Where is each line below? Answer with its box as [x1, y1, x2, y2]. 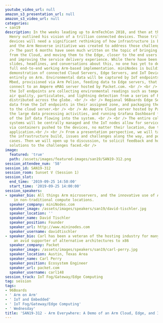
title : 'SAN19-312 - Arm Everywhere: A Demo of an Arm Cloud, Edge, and [5, 310, 155, 316]
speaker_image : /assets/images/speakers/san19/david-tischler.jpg [9, 207, 147, 211]
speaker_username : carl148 [9, 270, 64, 275]
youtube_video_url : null [5, 7, 55, 12]
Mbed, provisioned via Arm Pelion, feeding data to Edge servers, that [9, 79, 158, 84]
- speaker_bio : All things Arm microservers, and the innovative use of [5, 193, 155, 198]
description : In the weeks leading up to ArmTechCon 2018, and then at [5, 30, 153, 35]
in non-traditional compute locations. [14, 197, 95, 202]
